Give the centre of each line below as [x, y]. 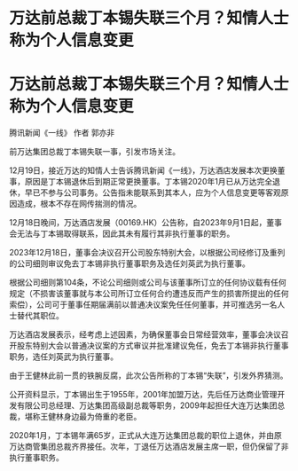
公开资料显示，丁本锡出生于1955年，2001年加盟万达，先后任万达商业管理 [143, 395]
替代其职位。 [40, 316]
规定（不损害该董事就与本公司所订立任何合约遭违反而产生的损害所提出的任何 [149, 294]
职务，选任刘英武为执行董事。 [63, 357]
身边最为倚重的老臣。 [102, 417]
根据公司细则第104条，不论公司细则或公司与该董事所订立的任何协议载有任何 [148, 283]
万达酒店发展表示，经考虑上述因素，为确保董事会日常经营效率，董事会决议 [145, 334]
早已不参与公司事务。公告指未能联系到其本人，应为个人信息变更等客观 [153, 192]
